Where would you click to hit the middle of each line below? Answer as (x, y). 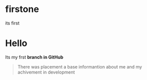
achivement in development (46, 72)
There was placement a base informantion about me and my (80, 66)
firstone (22, 9)
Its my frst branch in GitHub (34, 57)
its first (12, 23)
